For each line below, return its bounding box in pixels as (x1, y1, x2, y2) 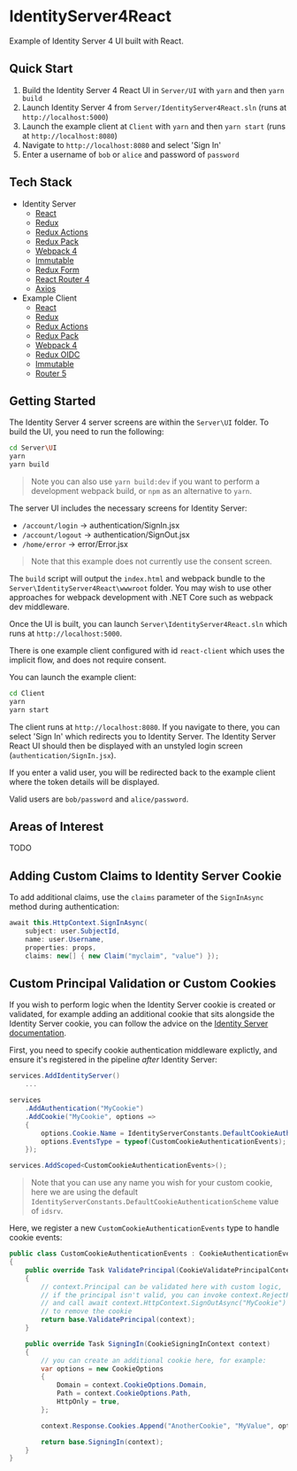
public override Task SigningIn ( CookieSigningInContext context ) (25, 1339, 271, 1349)
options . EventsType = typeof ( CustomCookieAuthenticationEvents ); (41, 1137, 287, 1146)
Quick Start (9, 61, 73, 76)
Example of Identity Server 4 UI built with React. (9, 35, 184, 46)
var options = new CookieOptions (41, 1364, 164, 1373)
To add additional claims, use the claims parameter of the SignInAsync (9, 892, 264, 903)
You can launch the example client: (9, 672, 137, 682)
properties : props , (25, 943, 97, 952)
